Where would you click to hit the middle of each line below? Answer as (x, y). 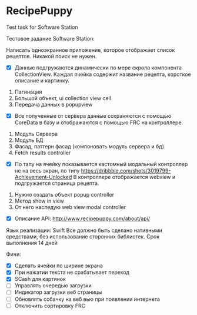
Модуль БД (29, 140)
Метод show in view (39, 201)
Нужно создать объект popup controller (64, 195)
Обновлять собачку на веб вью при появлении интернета (87, 299)
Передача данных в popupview (54, 105)
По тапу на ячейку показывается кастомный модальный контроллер (101, 164)
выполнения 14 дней (32, 243)
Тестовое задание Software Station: (51, 38)
